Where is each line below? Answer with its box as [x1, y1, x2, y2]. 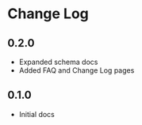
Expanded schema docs [18, 57, 98, 66]
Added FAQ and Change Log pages [18, 66, 135, 75]
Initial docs [18, 109, 55, 119]
